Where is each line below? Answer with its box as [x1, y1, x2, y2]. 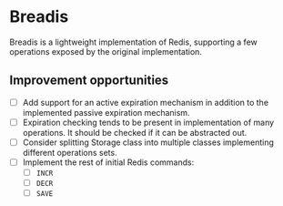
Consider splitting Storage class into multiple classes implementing [22, 137, 275, 148]
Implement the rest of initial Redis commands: [22, 157, 195, 168]
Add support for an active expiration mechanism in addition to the [22, 97, 269, 108]
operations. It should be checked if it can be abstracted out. [22, 127, 248, 138]
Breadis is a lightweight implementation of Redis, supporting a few [9, 36, 258, 47]
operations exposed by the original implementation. [9, 46, 203, 57]
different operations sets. [22, 147, 117, 158]
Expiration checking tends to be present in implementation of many [22, 117, 275, 128]
